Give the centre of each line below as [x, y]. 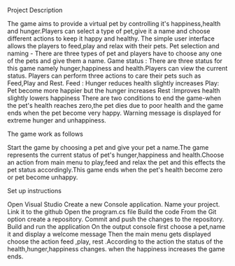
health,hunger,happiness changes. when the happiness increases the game [116, 249]
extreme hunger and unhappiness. [57, 120]
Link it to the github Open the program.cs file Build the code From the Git [112, 212]
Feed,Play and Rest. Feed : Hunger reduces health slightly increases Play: [113, 83]
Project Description [35, 10]
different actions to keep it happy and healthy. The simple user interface [111, 38]
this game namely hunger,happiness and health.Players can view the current [117, 68]
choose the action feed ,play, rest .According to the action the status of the [115, 241]
